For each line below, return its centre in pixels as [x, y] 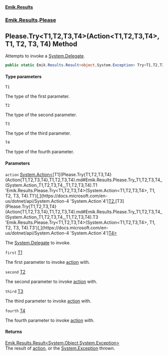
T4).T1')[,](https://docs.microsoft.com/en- [64, 196]
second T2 [15, 272]
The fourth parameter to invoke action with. [50, 320]
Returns [14, 332]
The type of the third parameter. [38, 133]
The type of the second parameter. [41, 115]
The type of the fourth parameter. [40, 152]
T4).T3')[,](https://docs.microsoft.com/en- [64, 227]
